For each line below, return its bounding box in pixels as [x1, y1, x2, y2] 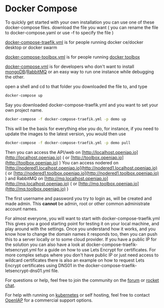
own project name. [5, 107, 43, 113]
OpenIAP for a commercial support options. [5, 297, 93, 303]
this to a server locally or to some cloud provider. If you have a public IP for [5, 236, 157, 242]
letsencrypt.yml [5, 246, 37, 252]
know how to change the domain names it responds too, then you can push [5, 231, 158, 237]
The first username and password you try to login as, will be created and [5, 195, 152, 201]
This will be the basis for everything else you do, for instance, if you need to [5, 125, 159, 131]
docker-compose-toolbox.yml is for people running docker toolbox [5, 54, 140, 60]
